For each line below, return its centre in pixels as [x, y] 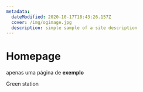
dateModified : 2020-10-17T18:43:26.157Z [61, 17]
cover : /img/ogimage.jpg [42, 22]
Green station [23, 84]
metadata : [18, 11]
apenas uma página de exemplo [45, 73]
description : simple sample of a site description [74, 28]
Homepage [33, 56]
